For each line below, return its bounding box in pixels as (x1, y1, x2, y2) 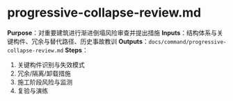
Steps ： (65, 46, 88, 54)
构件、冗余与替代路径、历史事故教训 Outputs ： (13, 37, 149, 46)
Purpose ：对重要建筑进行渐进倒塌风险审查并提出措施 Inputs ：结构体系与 (7, 28, 218, 37)
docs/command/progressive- (148, 38, 227, 46)
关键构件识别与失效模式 (17, 60, 85, 68)
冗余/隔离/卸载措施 (17, 69, 71, 77)
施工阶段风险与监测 (17, 77, 73, 86)
